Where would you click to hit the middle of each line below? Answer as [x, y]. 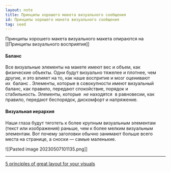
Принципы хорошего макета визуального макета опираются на [75, 39]
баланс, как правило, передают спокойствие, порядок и [67, 89]
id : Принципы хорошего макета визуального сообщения [62, 19]
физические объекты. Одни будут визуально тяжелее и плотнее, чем [81, 72]
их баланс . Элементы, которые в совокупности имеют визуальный [80, 83]
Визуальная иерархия [30, 112]
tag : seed [16, 24]
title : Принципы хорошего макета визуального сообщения [66, 15]
